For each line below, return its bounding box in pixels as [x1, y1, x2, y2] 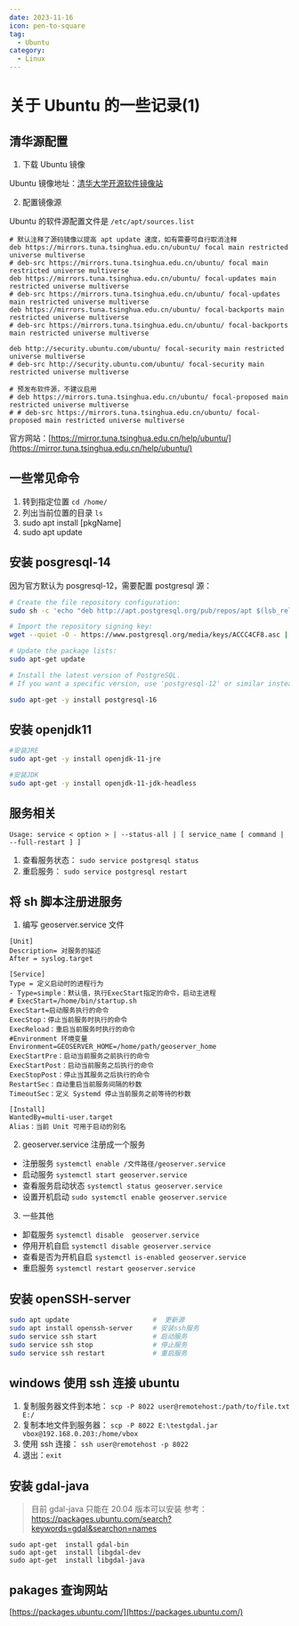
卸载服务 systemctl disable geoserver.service [21, 1230, 200, 1240]
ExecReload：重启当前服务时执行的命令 [9, 1025, 136, 1034]
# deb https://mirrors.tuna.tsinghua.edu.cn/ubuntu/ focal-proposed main [9, 393, 289, 402]
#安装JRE [9, 746, 39, 755]
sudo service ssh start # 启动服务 [9, 1332, 188, 1341]
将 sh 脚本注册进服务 [9, 894, 123, 909]
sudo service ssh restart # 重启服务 [9, 1348, 188, 1358]
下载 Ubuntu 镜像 [21, 159, 86, 169]
